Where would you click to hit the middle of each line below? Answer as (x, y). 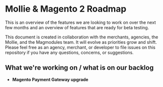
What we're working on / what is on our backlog (80, 68)
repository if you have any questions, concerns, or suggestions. (69, 52)
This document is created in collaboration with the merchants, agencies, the (81, 37)
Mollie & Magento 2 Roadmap (66, 9)
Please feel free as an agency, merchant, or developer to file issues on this (80, 47)
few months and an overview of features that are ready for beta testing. (77, 27)
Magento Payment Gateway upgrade (50, 79)
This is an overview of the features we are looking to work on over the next (81, 22)
